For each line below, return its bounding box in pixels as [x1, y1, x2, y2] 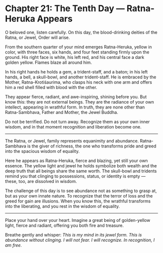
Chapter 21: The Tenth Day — [5, 3, 125, 14]
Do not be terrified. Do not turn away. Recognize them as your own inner [5, 119, 150, 125]
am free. [5, 242, 22, 248]
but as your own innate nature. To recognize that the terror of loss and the [5, 193, 153, 199]
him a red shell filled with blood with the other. [5, 84, 98, 90]
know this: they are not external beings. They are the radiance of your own [5, 99, 154, 105]
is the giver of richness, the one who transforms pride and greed [27, 143, 157, 149]
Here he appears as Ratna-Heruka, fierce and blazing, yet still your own [5, 158, 148, 163]
